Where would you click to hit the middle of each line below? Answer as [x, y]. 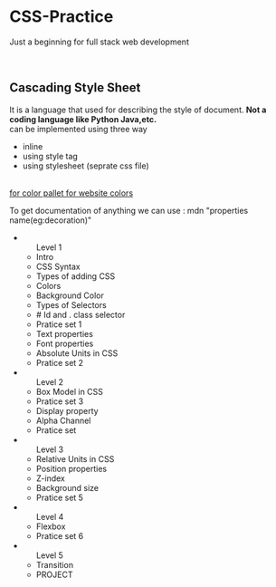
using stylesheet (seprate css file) [86, 166]
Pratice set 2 [60, 362]
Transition [55, 564]
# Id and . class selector [81, 314]
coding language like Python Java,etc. [83, 119]
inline [33, 146]
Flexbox [51, 526]
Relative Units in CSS [75, 458]
